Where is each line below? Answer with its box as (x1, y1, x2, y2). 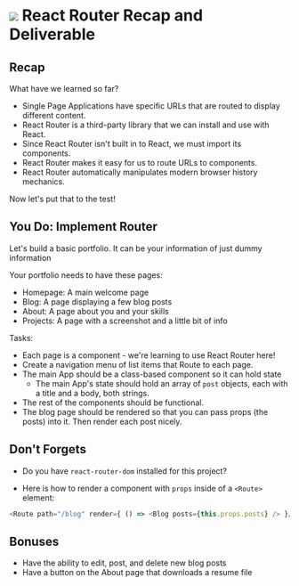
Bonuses (9, 533, 60, 549)
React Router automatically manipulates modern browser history (21, 167, 258, 177)
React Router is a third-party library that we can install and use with (21, 119, 270, 130)
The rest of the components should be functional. (21, 397, 205, 408)
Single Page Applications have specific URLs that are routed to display (21, 101, 280, 111)
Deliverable (9, 24, 96, 45)
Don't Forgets (9, 442, 87, 457)
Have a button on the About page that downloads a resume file (21, 567, 253, 578)
